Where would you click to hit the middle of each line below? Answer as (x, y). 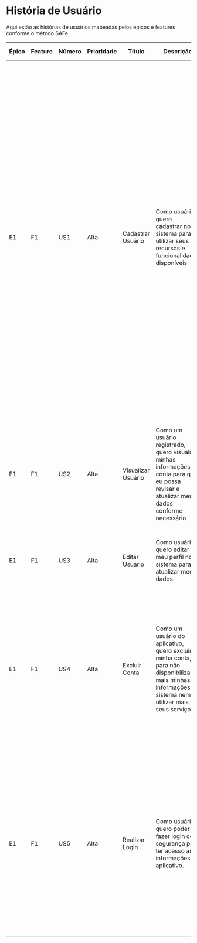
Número (70, 51)
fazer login (170, 836)
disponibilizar (174, 673)
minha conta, (174, 658)
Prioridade (102, 51)
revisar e (168, 489)
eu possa (168, 481)
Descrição (178, 51)
